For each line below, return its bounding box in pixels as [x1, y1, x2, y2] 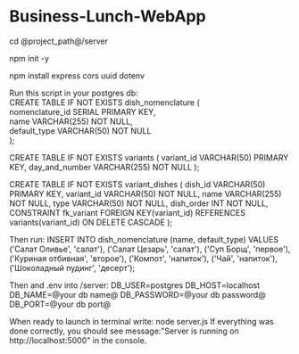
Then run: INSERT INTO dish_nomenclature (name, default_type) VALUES [9, 234, 279, 244]
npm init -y [9, 53, 49, 63]
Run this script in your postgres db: [9, 87, 138, 98]
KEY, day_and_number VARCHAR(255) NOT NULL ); [9, 161, 200, 172]
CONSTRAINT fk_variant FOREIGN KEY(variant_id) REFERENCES [9, 207, 245, 218]
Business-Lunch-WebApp [9, 6, 207, 27]
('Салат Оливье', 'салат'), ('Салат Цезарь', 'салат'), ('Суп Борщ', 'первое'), [9, 243, 291, 254]
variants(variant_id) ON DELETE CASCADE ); [9, 217, 172, 227]
